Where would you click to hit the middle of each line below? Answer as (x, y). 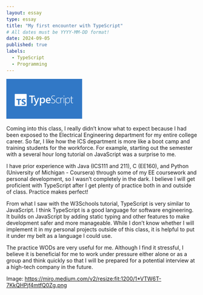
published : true (27, 45)
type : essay (21, 19)
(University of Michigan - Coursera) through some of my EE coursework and (101, 172)
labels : (16, 52)
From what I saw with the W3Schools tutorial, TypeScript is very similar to (98, 203)
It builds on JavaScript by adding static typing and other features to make (98, 216)
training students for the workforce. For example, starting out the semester (99, 147)
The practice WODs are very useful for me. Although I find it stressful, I (95, 247)
